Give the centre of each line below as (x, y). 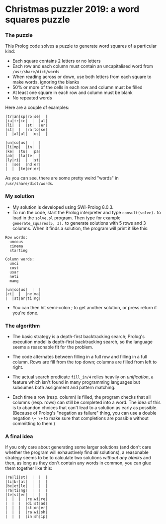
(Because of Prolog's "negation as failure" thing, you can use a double (84, 413)
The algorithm (23, 326)
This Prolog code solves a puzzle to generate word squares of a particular (81, 46)
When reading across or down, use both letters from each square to (82, 77)
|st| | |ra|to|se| (27, 130)
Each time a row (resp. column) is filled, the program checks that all (81, 397)
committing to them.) (34, 424)
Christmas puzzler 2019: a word (72, 9)
